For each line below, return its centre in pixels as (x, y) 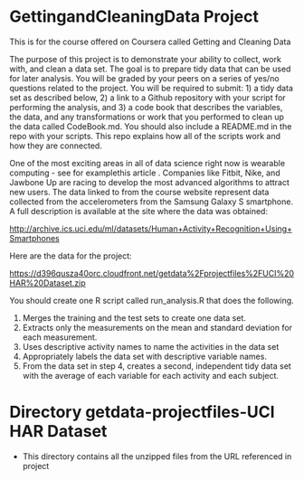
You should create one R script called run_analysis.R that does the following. (152, 300)
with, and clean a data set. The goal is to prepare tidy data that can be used (150, 69)
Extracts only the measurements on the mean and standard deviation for (157, 327)
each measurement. (60, 337)
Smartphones (35, 238)
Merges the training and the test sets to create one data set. (134, 317)
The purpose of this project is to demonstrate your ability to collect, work (146, 59)
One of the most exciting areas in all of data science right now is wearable (147, 163)
